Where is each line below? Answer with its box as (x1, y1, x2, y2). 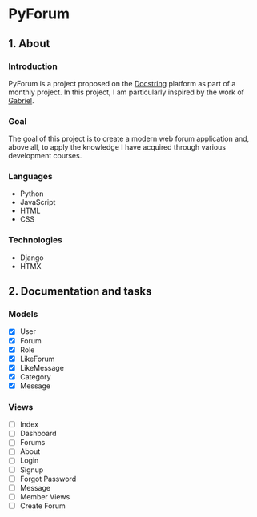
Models (8, 309, 38, 320)
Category (19, 371, 51, 381)
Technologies (8, 234, 62, 246)
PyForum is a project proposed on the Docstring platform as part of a (8, 78, 236, 88)
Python (19, 189, 44, 198)
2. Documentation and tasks (8, 285, 152, 299)
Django (19, 253, 44, 263)
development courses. (8, 151, 82, 161)
